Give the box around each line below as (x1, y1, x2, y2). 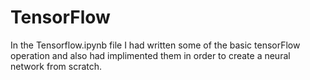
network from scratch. (10, 60, 103, 72)
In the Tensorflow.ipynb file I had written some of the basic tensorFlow (10, 39, 301, 51)
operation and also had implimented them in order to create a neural (10, 49, 291, 61)
